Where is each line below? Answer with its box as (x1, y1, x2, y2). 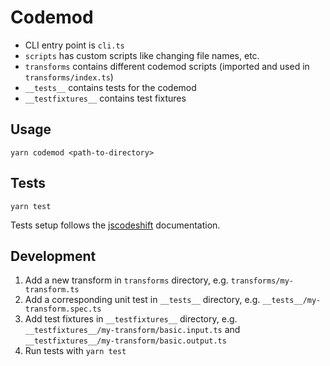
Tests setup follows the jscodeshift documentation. (10, 219, 221, 231)
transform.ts (24, 285, 80, 295)
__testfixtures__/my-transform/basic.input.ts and (24, 324, 241, 336)
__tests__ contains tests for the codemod (24, 81, 197, 93)
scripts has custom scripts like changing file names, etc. (24, 49, 260, 61)
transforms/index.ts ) (24, 71, 114, 83)
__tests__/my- (262, 296, 322, 306)
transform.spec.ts (24, 304, 102, 315)
